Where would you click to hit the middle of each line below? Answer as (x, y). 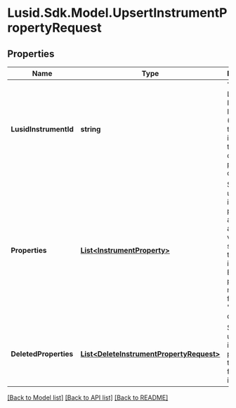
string (91, 129)
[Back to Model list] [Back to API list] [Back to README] (88, 397)
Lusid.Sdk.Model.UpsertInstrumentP (117, 13)
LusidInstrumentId (42, 129)
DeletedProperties (42, 354)
